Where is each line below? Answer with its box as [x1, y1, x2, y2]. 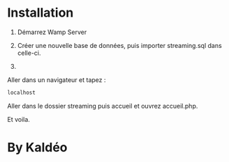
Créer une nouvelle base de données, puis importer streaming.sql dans [17, 41, 222, 49]
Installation [7, 5, 74, 21]
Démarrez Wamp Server [17, 28, 87, 36]
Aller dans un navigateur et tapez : [7, 75, 106, 84]
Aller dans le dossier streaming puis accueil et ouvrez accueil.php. [7, 102, 198, 110]
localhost [7, 89, 36, 96]
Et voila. [7, 115, 30, 123]
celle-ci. [17, 49, 41, 57]
